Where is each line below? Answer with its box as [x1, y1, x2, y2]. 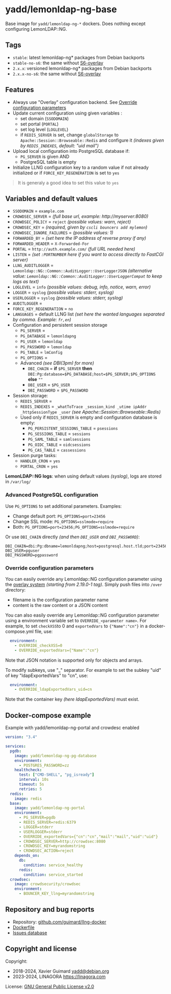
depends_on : [14, 853, 40, 859]
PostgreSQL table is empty [20, 159, 77, 165]
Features [5, 85, 34, 94]
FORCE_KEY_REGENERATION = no [12, 306, 73, 312]
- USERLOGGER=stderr [18, 829, 63, 834]
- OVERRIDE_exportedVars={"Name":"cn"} [14, 648, 99, 653]
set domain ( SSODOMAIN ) [20, 115, 69, 121]
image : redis [14, 796, 42, 801]
